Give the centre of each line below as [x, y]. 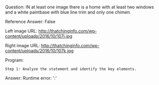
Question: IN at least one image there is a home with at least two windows [79, 7]
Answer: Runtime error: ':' [31, 78]
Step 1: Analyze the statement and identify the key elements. [71, 69]
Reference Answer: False [30, 22]
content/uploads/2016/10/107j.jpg [39, 36]
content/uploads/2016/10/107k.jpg [39, 51]
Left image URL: [21, 31]
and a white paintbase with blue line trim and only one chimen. [68, 12]
